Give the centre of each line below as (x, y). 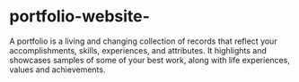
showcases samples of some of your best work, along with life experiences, (149, 60)
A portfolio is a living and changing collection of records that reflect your (143, 41)
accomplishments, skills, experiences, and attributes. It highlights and (138, 50)
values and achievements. (57, 70)
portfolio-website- (80, 16)
